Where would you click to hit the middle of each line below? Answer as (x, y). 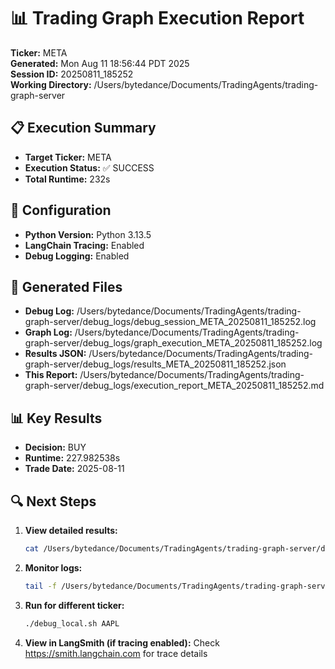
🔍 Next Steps (53, 501)
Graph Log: (48, 332)
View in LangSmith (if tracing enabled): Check (122, 642)
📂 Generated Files (66, 286)
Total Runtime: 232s (67, 179)
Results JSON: (55, 354)
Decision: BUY (55, 447)
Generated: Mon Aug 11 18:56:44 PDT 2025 (100, 63)
